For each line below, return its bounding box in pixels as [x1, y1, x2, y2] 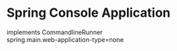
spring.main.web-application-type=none [6, 35, 124, 43]
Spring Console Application [6, 5, 171, 21]
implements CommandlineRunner [6, 28, 103, 36]
